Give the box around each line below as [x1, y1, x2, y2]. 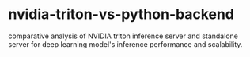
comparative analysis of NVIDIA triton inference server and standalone [8, 31, 239, 41]
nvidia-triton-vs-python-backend [8, 5, 235, 23]
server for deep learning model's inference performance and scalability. [8, 39, 243, 48]
